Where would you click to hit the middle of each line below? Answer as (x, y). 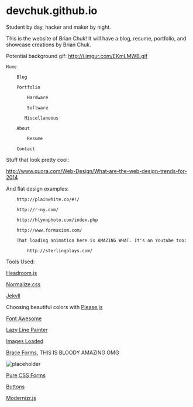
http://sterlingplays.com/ (60, 250)
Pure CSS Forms (26, 375)
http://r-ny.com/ (38, 209)
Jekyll (13, 296)
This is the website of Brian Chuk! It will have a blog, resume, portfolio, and (96, 38)
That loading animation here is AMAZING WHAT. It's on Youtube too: (102, 240)
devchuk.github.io (52, 11)
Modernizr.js (21, 398)
